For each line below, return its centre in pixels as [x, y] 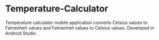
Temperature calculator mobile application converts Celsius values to [76, 22]
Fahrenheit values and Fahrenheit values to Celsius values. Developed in [80, 27]
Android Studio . [22, 33]
